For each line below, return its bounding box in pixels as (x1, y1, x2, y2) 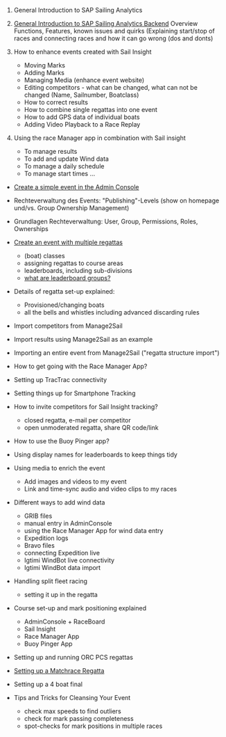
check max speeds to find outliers (24, 707, 121, 715)
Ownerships (13, 225, 49, 232)
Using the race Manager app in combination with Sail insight (13, 134, 186, 142)
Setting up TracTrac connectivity (13, 376, 107, 383)
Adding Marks (24, 69, 64, 77)
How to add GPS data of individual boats (24, 113, 140, 121)
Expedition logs (24, 534, 69, 542)
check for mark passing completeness (24, 715, 134, 722)
